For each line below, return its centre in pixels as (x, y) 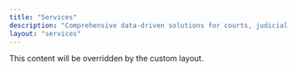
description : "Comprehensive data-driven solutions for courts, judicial (149, 25)
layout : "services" (45, 33)
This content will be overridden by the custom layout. (107, 59)
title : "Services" (43, 17)
